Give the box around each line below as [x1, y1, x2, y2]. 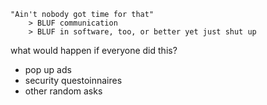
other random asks [24, 85, 103, 97]
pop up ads [24, 64, 72, 75]
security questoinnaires [24, 75, 123, 86]
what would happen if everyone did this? [10, 45, 178, 56]
